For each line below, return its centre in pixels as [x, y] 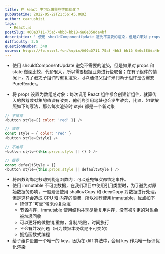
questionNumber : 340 [26, 46]
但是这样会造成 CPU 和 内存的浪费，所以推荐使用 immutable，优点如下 [83, 198]
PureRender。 [26, 83]
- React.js [21, 28]
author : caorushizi [25, 19]
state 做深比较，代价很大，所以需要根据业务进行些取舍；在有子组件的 [82, 71]
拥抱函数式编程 [35, 235]
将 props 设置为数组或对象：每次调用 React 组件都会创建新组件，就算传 [84, 94]
